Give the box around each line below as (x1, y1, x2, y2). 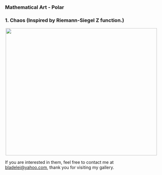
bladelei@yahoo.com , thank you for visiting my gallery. (5, 164, 115, 171)
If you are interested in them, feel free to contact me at (5, 159, 114, 165)
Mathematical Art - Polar (5, 4, 64, 11)
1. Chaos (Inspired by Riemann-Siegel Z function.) (5, 16, 124, 23)
